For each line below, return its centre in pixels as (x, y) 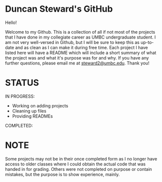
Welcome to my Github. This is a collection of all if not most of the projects (80, 32)
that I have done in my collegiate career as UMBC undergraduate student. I (81, 37)
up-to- (147, 42)
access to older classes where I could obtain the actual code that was (75, 164)
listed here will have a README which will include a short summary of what (81, 53)
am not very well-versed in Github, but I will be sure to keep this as (72, 42)
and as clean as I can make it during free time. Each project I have (81, 47)
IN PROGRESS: (20, 96)
